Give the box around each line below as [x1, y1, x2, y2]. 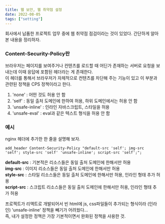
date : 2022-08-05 [5, 12, 41, 17]
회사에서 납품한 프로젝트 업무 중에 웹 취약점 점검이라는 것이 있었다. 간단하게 [5, 31, 150, 37]
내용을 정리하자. [10, 37, 41, 43]
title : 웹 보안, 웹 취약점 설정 [5, 7, 63, 12]
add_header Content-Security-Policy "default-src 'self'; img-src [5, 145, 144, 151]
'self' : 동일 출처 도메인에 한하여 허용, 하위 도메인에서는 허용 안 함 [12, 97, 138, 104]
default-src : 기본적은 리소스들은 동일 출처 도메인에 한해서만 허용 [5, 159, 131, 165]
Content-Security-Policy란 [5, 50, 70, 57]
